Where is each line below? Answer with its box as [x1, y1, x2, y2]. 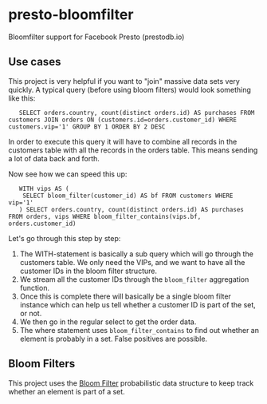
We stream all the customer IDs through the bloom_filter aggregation [19, 274, 249, 284]
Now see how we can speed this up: [8, 169, 128, 179]
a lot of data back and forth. [8, 153, 100, 163]
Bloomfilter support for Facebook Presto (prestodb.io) [8, 32, 185, 42]
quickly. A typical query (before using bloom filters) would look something [8, 85, 251, 94]
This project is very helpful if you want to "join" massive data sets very [8, 76, 241, 85]
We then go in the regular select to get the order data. [19, 317, 197, 327]
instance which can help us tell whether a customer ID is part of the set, [19, 299, 257, 309]
